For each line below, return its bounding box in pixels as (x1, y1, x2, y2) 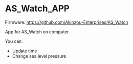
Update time (12, 48, 38, 54)
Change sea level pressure (12, 53, 66, 59)
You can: (5, 38, 23, 44)
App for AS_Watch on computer (5, 29, 69, 34)
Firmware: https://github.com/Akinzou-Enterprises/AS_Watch (5, 19, 129, 25)
